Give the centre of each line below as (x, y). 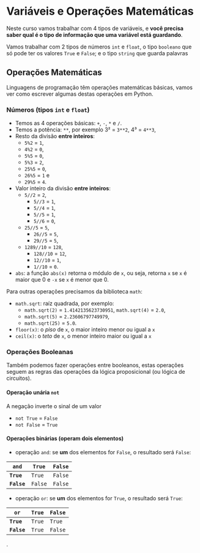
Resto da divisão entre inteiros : (55, 136)
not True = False (36, 418)
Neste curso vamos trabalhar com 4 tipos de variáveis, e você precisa (95, 28)
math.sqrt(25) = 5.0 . (50, 323)
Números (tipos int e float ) (48, 110)
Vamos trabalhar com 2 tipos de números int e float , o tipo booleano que (99, 47)
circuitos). (19, 378)
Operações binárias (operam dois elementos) (65, 439)
